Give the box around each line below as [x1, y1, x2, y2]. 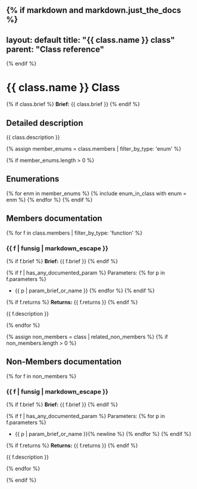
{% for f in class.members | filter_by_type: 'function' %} [6, 229, 143, 236]
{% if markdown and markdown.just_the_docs [6, 5, 182, 15]
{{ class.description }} [6, 133, 60, 141]
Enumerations [6, 174, 60, 184]
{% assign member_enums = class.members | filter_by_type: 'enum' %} [6, 145, 182, 152]
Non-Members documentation [6, 357, 122, 367]
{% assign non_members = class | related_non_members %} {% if [6, 333, 168, 340]
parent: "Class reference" [6, 44, 105, 54]
